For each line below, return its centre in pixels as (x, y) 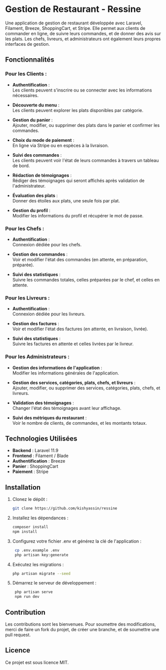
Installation (23, 487)
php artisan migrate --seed (41, 574)
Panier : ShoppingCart (35, 467)
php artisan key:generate (41, 555)
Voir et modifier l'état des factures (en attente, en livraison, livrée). (80, 329)
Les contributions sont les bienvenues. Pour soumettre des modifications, (81, 624)
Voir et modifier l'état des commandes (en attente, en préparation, (80, 259)
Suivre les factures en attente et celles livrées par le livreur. (73, 344)
